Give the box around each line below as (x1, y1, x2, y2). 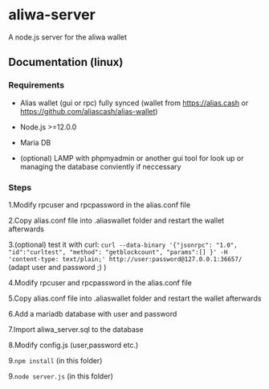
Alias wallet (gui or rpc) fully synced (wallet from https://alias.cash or (19, 98, 249, 108)
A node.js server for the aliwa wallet (8, 32, 127, 42)
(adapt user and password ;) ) (8, 262, 107, 272)
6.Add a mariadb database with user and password (8, 309, 177, 318)
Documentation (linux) (8, 55, 124, 69)
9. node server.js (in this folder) (8, 371, 114, 381)
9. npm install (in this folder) (8, 355, 103, 365)
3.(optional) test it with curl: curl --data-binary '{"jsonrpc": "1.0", (8, 240, 238, 249)
